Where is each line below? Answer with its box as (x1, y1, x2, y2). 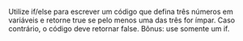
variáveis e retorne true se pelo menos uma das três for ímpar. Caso (8, 15, 236, 25)
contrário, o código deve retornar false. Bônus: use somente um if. (8, 24, 230, 33)
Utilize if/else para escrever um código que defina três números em (8, 7, 233, 16)
